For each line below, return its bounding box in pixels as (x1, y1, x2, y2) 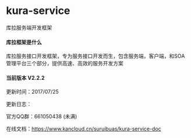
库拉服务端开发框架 (6, 24, 52, 31)
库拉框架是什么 (6, 38, 42, 45)
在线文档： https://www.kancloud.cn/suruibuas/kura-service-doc (6, 125, 161, 132)
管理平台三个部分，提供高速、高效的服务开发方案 (6, 60, 123, 67)
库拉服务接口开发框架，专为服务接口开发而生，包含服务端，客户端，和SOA (6, 52, 185, 59)
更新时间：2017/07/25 (6, 89, 59, 95)
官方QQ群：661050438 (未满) (6, 113, 77, 120)
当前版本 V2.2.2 (6, 74, 45, 81)
